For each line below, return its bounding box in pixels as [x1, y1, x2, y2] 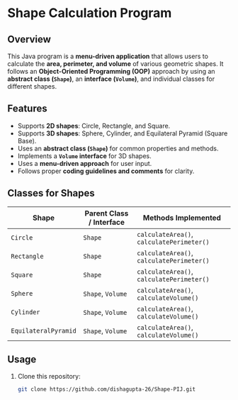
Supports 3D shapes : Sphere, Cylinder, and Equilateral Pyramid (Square [17, 129, 228, 138]
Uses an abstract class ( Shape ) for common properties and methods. [17, 144, 219, 152]
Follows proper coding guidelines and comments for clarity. [17, 167, 195, 175]
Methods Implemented [142, 213, 222, 223]
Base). [17, 136, 37, 145]
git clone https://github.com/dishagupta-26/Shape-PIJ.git [17, 386, 196, 393]
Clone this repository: [17, 372, 81, 381]
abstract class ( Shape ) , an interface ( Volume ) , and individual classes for [7, 74, 215, 83]
